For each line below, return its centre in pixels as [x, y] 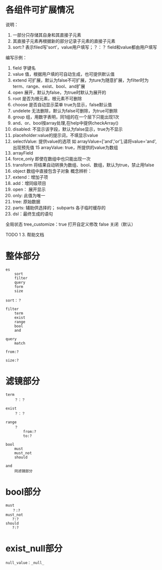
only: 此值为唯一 [29, 195]
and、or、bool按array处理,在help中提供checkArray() [65, 123]
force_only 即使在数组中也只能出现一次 [51, 159]
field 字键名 [24, 68]
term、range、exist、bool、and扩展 [49, 86]
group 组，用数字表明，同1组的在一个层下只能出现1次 [66, 117]
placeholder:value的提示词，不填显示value [55, 135]
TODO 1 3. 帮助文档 [25, 234]
